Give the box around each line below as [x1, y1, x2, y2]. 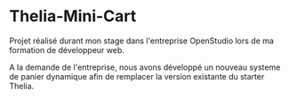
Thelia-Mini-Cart [9, 6, 137, 26]
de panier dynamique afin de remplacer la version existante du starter [9, 71, 265, 81]
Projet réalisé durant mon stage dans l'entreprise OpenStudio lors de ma [9, 35, 274, 46]
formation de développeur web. [9, 44, 124, 55]
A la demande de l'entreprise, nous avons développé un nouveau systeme [9, 62, 281, 72]
